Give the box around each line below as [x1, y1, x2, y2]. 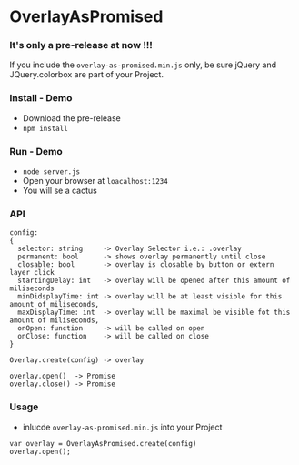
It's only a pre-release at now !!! [9, 39, 153, 52]
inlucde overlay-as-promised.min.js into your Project [22, 421, 223, 432]
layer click [9, 268, 55, 278]
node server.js [22, 167, 81, 177]
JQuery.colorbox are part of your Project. [9, 69, 164, 80]
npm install [22, 124, 68, 133]
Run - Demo [9, 145, 64, 157]
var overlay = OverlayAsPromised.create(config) [9, 439, 197, 448]
